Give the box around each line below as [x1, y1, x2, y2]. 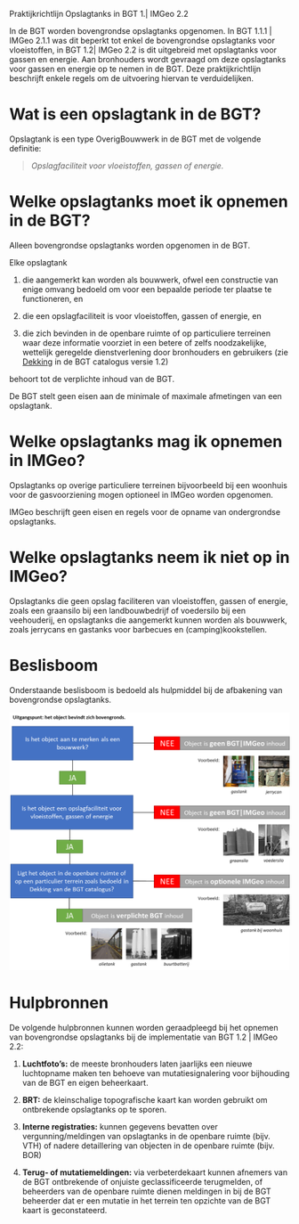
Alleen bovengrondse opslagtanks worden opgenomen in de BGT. [9, 240, 251, 250]
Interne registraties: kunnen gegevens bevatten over [21, 1121, 218, 1131]
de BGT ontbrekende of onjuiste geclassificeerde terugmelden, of [21, 1176, 263, 1187]
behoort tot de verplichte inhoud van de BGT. [9, 373, 175, 384]
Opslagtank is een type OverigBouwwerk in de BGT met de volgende [9, 134, 262, 144]
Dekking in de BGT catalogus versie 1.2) [21, 356, 169, 367]
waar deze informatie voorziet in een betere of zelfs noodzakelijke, [21, 337, 267, 347]
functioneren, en [21, 293, 84, 304]
